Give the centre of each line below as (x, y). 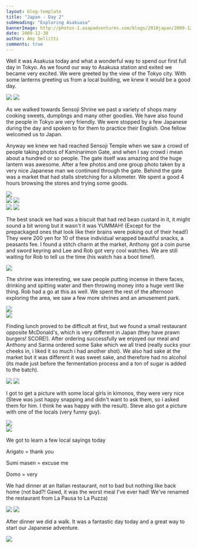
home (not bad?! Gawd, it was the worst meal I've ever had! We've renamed (98, 492)
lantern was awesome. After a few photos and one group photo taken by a (96, 164)
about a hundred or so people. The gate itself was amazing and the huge (94, 158)
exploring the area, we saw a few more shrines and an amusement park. (93, 297)
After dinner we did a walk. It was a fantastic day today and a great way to (96, 521)
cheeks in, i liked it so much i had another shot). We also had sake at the (93, 351)
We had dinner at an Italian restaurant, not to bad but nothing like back (91, 485)
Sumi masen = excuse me (37, 463)
